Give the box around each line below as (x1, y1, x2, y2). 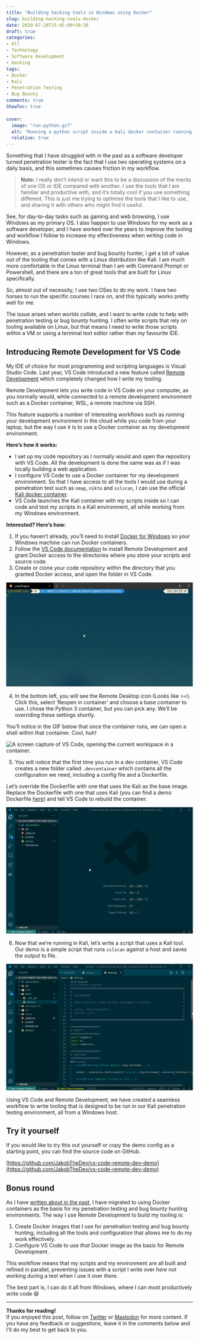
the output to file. (14, 952, 57, 959)
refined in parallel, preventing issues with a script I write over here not (6, 1266, 176, 1273)
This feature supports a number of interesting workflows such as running (6, 411, 185, 418)
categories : (6, 34, 36, 41)
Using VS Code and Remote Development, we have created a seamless (6, 1096, 181, 1103)
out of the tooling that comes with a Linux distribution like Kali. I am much (6, 256, 185, 263)
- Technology (6, 48, 38, 53)
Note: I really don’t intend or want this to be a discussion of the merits (20, 176, 191, 184)
